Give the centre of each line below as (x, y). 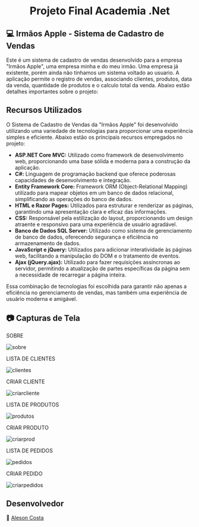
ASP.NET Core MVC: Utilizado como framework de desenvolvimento (99, 155)
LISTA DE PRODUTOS (33, 404)
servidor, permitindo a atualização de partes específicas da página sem (102, 268)
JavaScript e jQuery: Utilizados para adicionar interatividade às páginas (103, 249)
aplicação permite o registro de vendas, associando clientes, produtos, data (99, 79)
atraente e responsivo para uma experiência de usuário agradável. (96, 224)
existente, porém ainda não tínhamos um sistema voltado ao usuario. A (93, 73)
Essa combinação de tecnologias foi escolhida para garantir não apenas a (97, 286)
